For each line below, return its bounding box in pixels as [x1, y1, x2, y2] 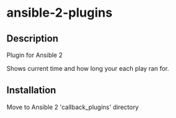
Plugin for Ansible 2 [6, 51, 63, 59]
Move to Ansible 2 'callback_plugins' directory [6, 103, 139, 111]
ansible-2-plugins [6, 5, 113, 21]
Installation [6, 85, 56, 96]
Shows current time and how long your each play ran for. [6, 65, 170, 72]
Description [6, 33, 58, 44]
